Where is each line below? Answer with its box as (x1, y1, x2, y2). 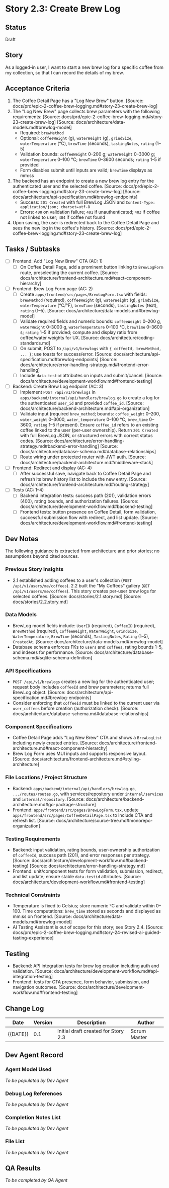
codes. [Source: (20, 438, 54, 444)
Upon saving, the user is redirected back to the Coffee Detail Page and (12, 219, 159, 225)
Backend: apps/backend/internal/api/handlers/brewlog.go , (12, 785, 136, 791)
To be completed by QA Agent (5, 1177, 68, 1183)
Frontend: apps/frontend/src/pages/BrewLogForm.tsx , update (12, 807, 139, 813)
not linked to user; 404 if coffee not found (20, 214, 106, 220)
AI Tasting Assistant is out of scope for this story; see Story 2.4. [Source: (12, 924, 164, 930)
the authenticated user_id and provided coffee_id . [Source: (20, 400, 144, 406)
